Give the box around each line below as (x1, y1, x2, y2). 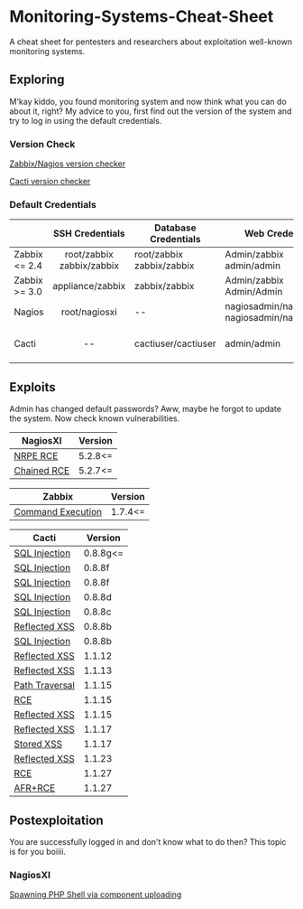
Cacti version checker (9, 176, 91, 187)
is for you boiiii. (9, 846, 66, 857)
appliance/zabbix (52, 280, 126, 293)
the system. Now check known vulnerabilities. (9, 413, 180, 424)
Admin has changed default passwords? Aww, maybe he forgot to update (9, 404, 282, 415)
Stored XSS (14, 738, 63, 751)
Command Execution (14, 506, 102, 519)
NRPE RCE (14, 450, 59, 463)
